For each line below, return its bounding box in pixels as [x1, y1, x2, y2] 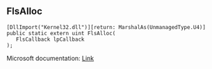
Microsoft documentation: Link [6, 54, 95, 62]
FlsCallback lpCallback [15, 36, 85, 43]
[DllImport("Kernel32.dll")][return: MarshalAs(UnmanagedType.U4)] [6, 23, 206, 30]
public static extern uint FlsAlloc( [6, 30, 116, 37]
